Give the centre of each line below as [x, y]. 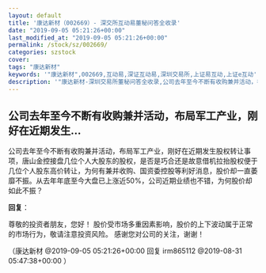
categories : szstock [42, 52]
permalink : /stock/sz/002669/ [58, 45]
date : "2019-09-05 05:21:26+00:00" [67, 30]
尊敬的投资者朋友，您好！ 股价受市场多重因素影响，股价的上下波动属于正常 [131, 224]
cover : [19, 60]
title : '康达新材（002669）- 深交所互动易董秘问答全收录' [94, 23]
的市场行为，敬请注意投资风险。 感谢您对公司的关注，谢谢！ [106, 234]
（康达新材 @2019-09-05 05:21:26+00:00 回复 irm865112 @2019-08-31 [125, 251]
